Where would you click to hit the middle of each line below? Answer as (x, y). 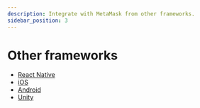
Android (29, 90)
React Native (36, 75)
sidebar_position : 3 (38, 20)
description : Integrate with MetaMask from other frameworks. (101, 14)
